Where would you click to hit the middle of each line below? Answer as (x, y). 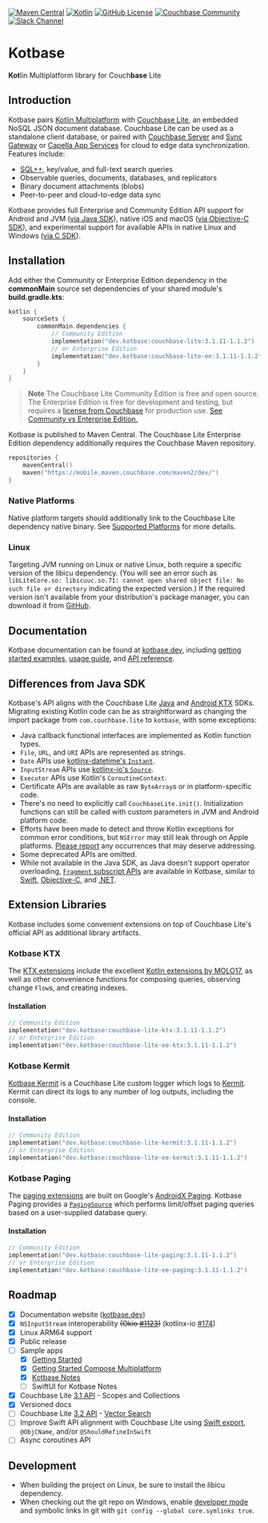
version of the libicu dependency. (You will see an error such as (113, 573)
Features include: (37, 153)
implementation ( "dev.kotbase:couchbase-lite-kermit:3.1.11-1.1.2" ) (123, 1143)
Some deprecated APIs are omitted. (78, 855)
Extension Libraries (57, 905)
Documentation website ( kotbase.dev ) (83, 1314)
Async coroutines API (55, 1440)
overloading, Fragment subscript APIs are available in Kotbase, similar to (137, 871)
